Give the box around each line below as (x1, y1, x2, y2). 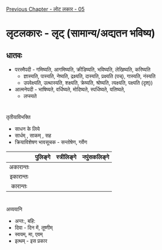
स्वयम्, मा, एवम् (14, 231, 43, 238)
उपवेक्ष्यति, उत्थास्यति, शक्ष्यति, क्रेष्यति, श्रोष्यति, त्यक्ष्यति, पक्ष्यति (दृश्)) (23, 80, 153, 86)
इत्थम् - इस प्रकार (14, 238, 48, 245)
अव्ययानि (6, 206, 22, 213)
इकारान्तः (9, 173, 29, 181)
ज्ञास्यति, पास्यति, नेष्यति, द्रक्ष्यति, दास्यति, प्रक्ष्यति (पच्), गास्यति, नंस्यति (23, 73, 156, 80)
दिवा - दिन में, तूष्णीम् (14, 224, 53, 231)
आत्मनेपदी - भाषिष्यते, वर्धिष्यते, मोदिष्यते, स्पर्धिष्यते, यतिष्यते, (14, 86, 125, 93)
